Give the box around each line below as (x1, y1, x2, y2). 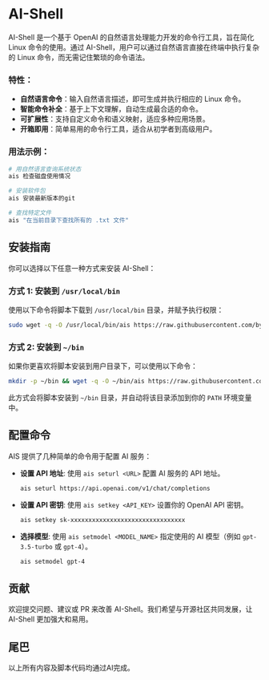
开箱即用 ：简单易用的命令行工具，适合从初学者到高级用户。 (19, 124, 217, 134)
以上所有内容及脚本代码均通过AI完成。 (8, 663, 134, 672)
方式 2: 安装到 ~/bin (8, 342, 85, 353)
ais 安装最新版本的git (8, 194, 76, 203)
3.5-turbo (19, 543, 54, 551)
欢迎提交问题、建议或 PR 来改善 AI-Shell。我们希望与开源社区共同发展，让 (8, 605, 253, 614)
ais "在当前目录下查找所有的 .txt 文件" (8, 216, 130, 225)
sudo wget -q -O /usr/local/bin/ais (8, 321, 130, 329)
